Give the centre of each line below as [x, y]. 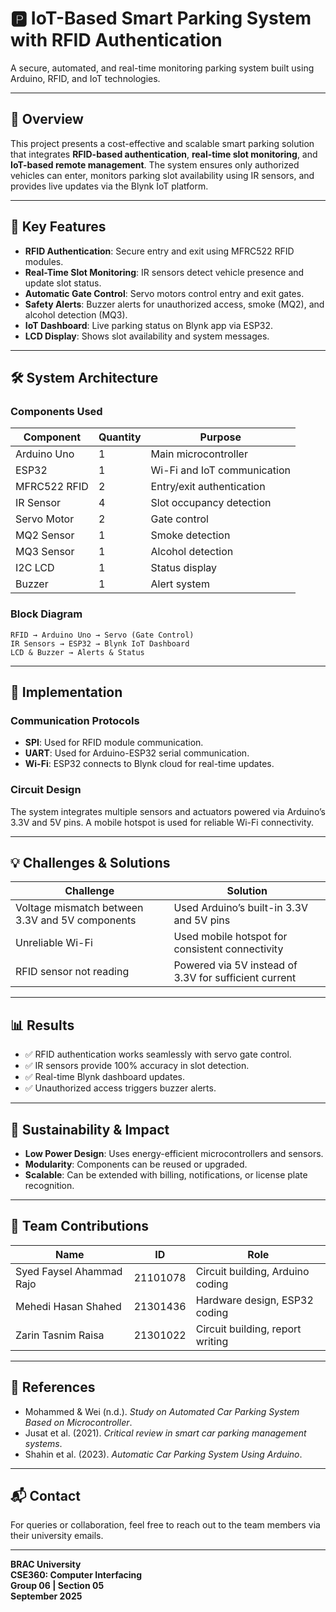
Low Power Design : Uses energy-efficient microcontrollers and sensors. [174, 1153]
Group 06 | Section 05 [57, 1586]
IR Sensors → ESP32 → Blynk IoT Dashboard [100, 643]
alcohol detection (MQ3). [76, 314]
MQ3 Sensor [45, 552]
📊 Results [42, 1025]
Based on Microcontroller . [78, 1422]
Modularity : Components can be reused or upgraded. [136, 1164]
